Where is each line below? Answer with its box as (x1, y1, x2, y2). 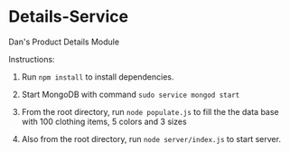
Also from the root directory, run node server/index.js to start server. (21, 133, 282, 144)
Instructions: (8, 53, 55, 64)
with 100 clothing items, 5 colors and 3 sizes (21, 116, 187, 127)
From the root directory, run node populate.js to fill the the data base (21, 106, 279, 117)
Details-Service (8, 6, 128, 27)
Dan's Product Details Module (8, 36, 119, 47)
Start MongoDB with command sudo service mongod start (21, 89, 240, 100)
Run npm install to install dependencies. (21, 71, 174, 82)
